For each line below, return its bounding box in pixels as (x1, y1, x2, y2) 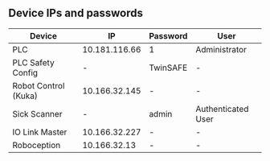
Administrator (195, 43, 247, 55)
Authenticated (195, 103, 249, 114)
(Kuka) (12, 90, 38, 101)
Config (12, 67, 39, 78)
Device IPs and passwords (8, 6, 143, 20)
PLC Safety (12, 56, 55, 68)
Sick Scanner (12, 108, 63, 119)
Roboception (12, 139, 61, 151)
